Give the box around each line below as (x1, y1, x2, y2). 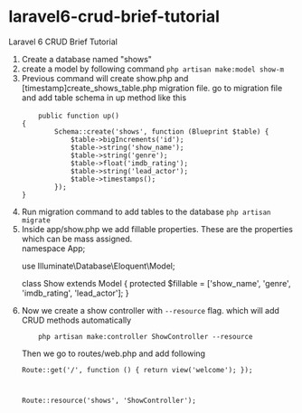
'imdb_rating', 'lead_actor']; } (21, 287, 129, 298)
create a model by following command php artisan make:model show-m (21, 63, 285, 74)
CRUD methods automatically (21, 314, 132, 325)
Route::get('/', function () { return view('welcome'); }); (21, 365, 253, 374)
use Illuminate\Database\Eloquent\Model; (21, 260, 175, 271)
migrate (21, 215, 51, 225)
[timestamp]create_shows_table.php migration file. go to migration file (21, 82, 283, 93)
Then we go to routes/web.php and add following (21, 348, 205, 359)
